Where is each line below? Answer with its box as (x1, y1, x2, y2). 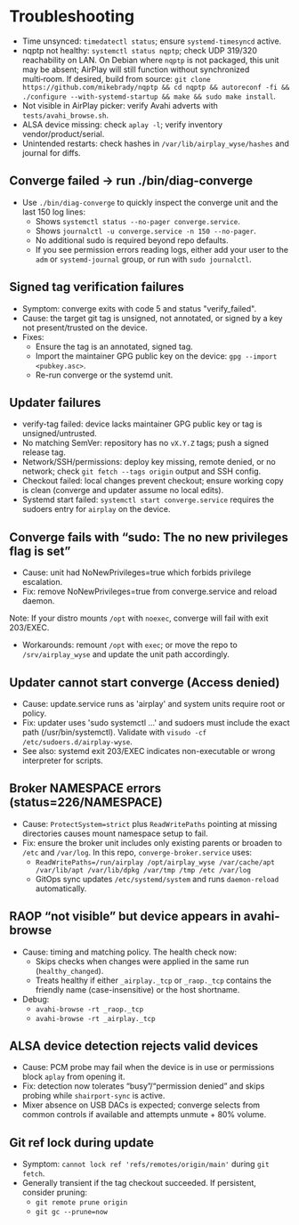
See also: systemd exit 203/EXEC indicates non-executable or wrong (21, 746, 276, 756)
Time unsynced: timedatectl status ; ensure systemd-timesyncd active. (21, 36, 282, 46)
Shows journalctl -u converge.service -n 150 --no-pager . (35, 225, 256, 236)
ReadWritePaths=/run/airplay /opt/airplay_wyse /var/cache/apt (35, 857, 276, 867)
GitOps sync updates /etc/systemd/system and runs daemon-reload (35, 873, 279, 884)
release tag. (21, 447, 67, 458)
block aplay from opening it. (21, 1071, 125, 1083)
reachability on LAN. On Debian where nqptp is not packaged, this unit (21, 54, 279, 65)
